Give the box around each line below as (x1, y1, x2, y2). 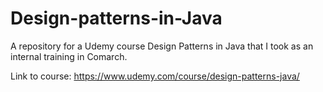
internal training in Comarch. (10, 50, 128, 62)
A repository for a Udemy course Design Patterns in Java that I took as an (10, 40, 314, 52)
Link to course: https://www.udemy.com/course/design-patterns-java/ (10, 70, 300, 82)
